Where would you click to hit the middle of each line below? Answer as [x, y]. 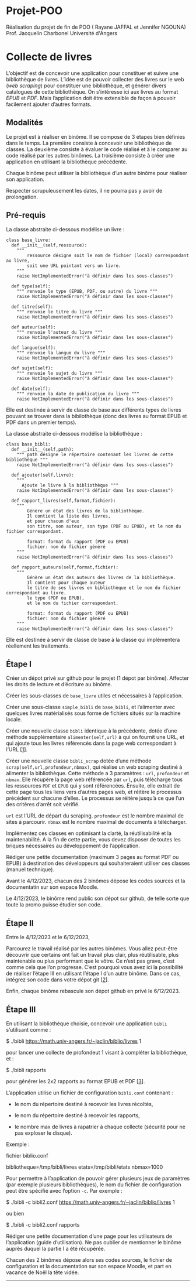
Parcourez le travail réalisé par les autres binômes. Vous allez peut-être [92, 949]
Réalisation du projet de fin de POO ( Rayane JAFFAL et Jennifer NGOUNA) [96, 27]
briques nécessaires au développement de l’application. [73, 846]
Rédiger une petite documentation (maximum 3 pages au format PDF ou [92, 857]
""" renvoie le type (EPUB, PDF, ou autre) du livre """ [87, 291]
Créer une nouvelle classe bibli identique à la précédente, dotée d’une [92, 731]
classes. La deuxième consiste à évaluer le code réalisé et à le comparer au [97, 149]
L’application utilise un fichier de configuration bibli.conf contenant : [90, 1093]
